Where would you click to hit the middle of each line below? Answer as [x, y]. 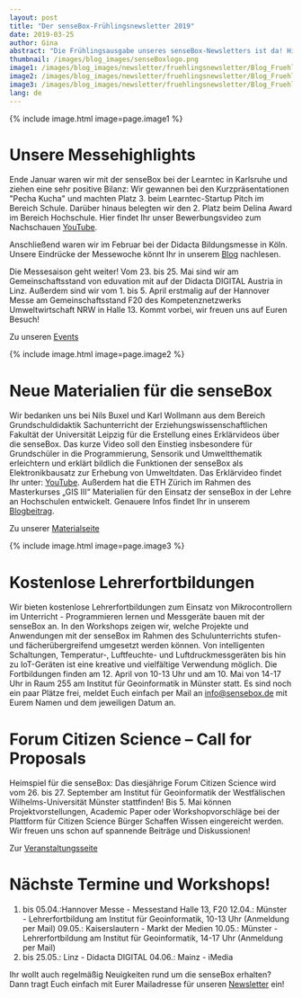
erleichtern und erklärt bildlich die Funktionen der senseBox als [126, 463]
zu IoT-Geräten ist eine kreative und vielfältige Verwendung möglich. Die [143, 664]
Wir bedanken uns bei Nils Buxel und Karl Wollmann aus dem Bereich [138, 415]
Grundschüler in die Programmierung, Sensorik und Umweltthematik [136, 454]
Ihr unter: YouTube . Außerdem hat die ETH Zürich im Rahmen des [130, 483]
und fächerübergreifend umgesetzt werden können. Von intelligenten [137, 646]
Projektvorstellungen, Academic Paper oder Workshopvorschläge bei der [145, 812]
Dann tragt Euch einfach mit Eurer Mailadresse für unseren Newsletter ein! [147, 985]
